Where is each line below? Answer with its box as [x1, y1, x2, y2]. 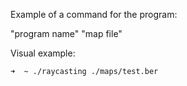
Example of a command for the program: [10, 9, 178, 20]
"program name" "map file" [10, 28, 123, 39]
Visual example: [10, 47, 76, 59]
